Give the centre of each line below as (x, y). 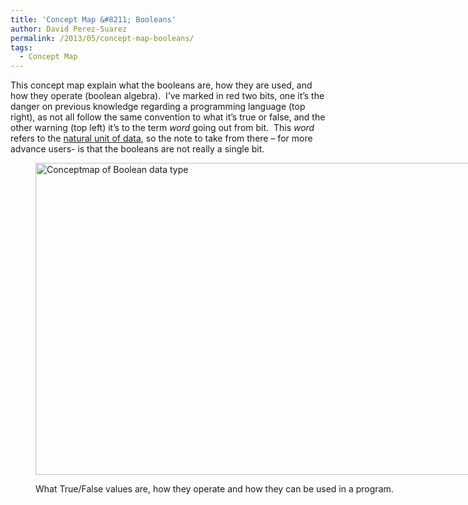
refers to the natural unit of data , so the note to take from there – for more (161, 138)
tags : (21, 47)
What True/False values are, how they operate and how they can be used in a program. (214, 489)
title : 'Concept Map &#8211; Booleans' (93, 19)
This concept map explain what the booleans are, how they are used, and (161, 85)
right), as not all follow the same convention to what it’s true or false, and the (168, 117)
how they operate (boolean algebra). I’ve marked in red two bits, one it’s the (167, 96)
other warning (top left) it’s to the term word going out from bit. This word (162, 128)
